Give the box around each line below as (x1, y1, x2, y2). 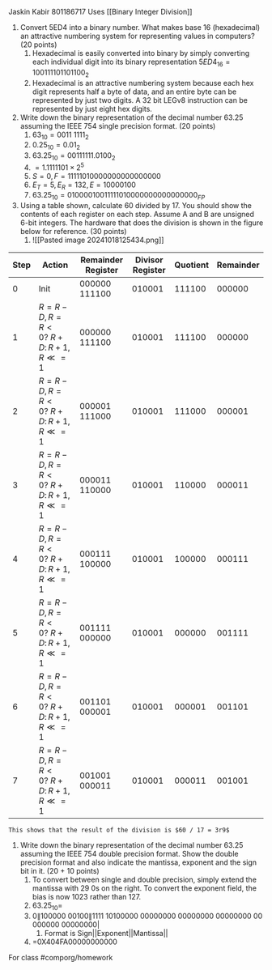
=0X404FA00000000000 (32, 937, 117, 947)
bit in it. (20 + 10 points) (19, 866, 100, 876)
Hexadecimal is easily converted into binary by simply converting (32, 49, 250, 57)
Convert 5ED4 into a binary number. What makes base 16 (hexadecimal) (19, 23, 261, 32)
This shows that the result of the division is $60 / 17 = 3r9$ (8, 826, 230, 835)
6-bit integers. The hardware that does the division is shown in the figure (19, 218, 264, 228)
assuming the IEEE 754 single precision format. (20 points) (19, 121, 216, 130)
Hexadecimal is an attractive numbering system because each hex (32, 78, 254, 87)
